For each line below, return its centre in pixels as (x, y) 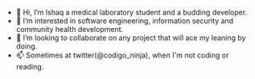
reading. (30, 67)
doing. (27, 46)
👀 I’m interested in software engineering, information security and (125, 21)
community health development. (70, 29)
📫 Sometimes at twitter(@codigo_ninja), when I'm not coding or (122, 55)
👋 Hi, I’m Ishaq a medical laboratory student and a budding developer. (132, 12)
